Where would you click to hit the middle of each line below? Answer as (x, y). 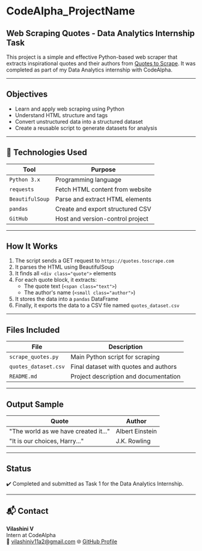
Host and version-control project (102, 219)
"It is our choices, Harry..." (47, 441)
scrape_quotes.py (34, 357)
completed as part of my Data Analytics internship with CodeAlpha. (89, 70)
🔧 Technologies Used (47, 152)
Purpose (103, 169)
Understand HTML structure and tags (61, 115)
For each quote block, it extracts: (56, 280)
